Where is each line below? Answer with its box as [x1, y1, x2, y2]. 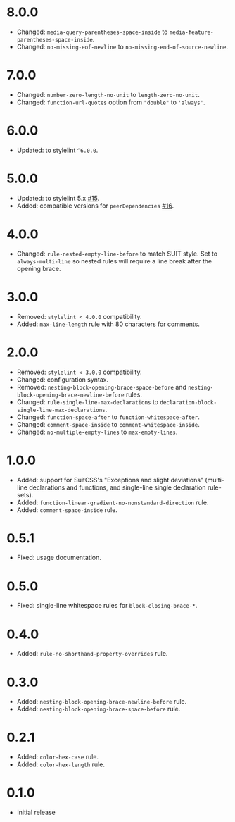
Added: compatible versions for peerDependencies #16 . [16, 201, 174, 210]
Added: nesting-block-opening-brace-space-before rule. [16, 705, 181, 714]
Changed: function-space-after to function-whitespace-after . [16, 413, 200, 421]
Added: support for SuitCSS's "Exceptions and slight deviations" [16, 475, 204, 484]
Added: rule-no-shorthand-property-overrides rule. [16, 649, 168, 658]
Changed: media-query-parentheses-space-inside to [16, 27, 168, 36]
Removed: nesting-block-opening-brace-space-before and [16, 382, 187, 391]
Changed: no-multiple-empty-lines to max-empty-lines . [16, 428, 178, 436]
